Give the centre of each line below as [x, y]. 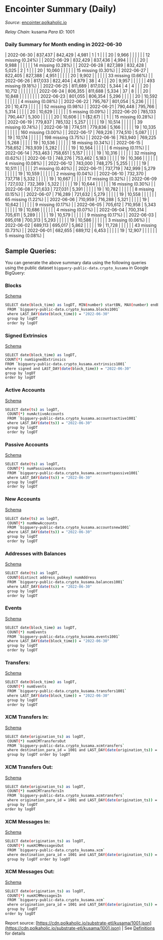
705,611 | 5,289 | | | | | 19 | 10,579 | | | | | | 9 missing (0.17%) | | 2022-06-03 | [81, 215]
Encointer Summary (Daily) [61, 9]
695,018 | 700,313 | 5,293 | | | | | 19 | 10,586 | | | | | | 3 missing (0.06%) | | [78, 220]
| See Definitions [139, 928]
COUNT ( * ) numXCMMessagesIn [34, 896]
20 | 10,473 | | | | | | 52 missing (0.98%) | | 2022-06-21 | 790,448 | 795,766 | [81, 107]
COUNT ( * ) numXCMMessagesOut [35, 846]
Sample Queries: [31, 251]
